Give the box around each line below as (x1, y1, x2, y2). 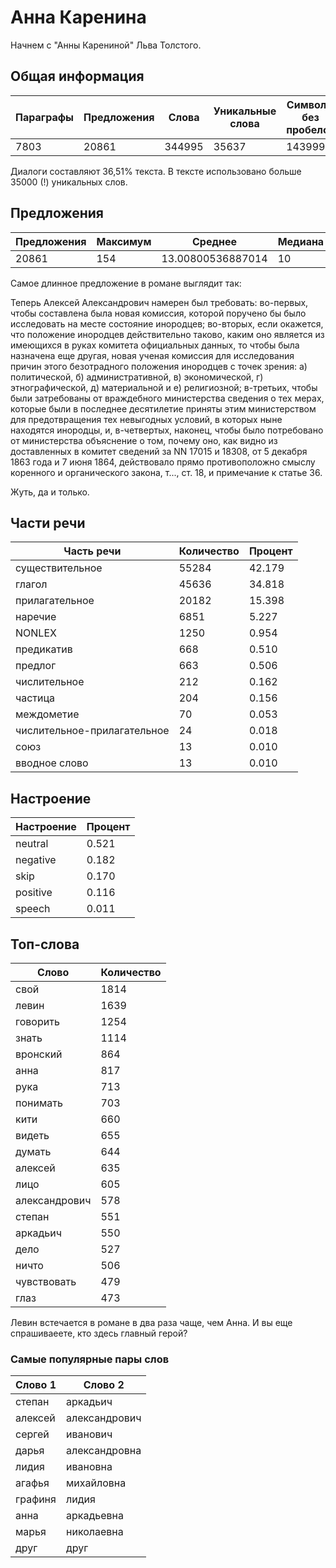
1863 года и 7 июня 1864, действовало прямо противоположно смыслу (10, 456, 316, 468)
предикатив (15, 642, 73, 656)
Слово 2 (83, 1378, 125, 1392)
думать (15, 1145, 52, 1158)
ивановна (66, 1460, 113, 1474)
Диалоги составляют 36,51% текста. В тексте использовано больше (10, 165, 302, 177)
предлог (15, 659, 57, 673)
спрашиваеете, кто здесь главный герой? (10, 1327, 188, 1339)
